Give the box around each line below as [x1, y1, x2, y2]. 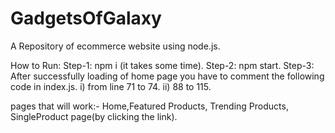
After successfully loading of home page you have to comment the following [10, 70, 325, 82]
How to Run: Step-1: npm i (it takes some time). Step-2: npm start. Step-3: [10, 59, 315, 71]
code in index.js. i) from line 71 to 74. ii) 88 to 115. [10, 80, 212, 92]
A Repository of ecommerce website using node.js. [10, 40, 221, 52]
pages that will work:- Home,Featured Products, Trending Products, [10, 100, 289, 112]
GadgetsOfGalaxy [10, 7, 162, 30]
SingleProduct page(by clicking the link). [10, 110, 178, 122]
